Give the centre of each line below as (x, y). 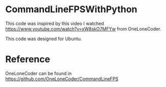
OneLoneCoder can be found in (39, 73)
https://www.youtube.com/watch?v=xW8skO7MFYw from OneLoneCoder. (83, 28)
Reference (28, 59)
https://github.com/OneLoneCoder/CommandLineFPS (62, 79)
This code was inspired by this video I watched (55, 23)
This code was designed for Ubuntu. (44, 39)
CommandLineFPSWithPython (71, 9)
